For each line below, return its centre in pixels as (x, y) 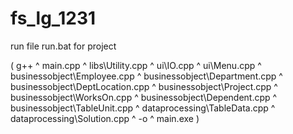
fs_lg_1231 (53, 18)
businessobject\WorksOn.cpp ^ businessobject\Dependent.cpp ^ (144, 97)
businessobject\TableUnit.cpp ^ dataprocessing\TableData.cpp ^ (143, 108)
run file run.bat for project (63, 46)
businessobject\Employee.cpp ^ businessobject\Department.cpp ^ (146, 76)
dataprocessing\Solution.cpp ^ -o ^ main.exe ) (105, 118)
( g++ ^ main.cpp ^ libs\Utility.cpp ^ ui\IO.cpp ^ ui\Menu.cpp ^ (136, 65)
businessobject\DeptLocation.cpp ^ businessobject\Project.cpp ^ (144, 86)
